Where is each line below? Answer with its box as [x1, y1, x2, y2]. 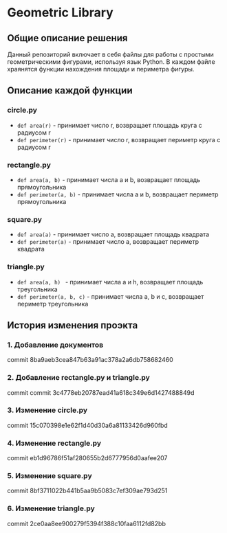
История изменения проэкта [7, 319, 138, 331]
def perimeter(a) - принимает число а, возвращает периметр [17, 238, 199, 246]
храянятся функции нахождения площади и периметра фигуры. [7, 65, 195, 73]
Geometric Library [7, 5, 113, 21]
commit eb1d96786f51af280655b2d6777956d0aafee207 [7, 454, 168, 462]
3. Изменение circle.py [7, 405, 88, 415]
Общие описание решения [7, 32, 128, 44]
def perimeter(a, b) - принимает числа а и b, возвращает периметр [17, 190, 219, 199]
